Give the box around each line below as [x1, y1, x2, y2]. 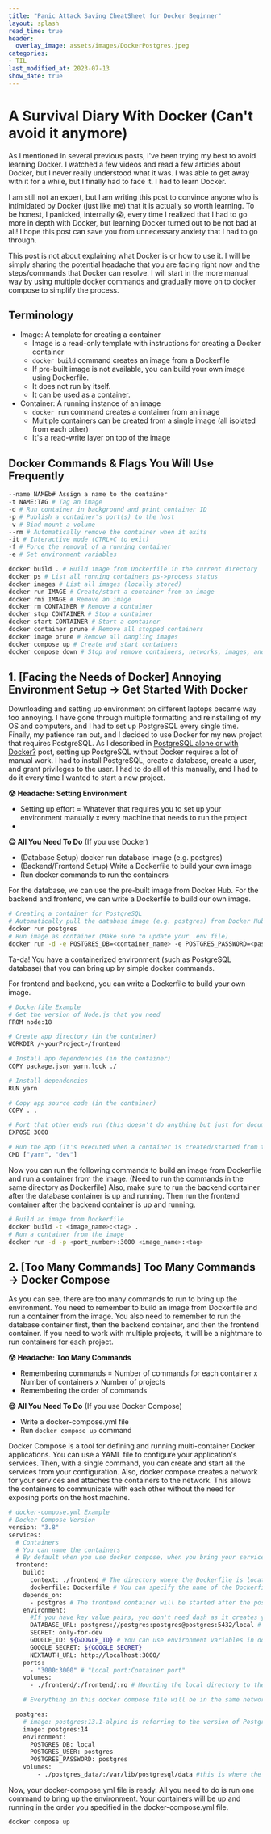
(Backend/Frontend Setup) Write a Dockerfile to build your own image [19, 862, 252, 871]
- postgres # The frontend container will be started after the [29, 1598, 251, 1607]
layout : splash [8, 19, 60, 27]
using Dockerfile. [31, 373, 90, 382]
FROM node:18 [8, 1018, 52, 1027]
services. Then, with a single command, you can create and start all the [8, 1458, 246, 1468]
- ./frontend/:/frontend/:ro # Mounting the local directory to [29, 1681, 251, 1689]
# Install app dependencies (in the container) [8, 1055, 172, 1063]
